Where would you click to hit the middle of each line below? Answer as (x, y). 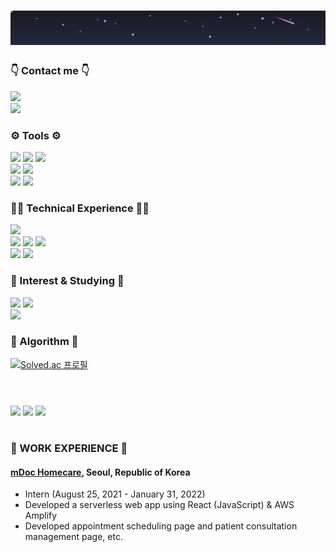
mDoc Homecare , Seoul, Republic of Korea (100, 472)
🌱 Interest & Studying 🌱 (67, 281)
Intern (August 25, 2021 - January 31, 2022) (115, 494)
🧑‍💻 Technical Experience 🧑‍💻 (80, 208)
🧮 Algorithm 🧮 (44, 342)
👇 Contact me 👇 (50, 71)
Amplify (41, 516)
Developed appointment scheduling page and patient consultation (161, 526)
